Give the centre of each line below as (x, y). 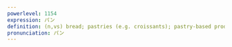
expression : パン (31, 20)
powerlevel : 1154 (32, 13)
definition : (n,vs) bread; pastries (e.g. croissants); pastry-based (109, 26)
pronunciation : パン (36, 33)
